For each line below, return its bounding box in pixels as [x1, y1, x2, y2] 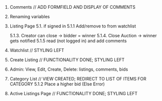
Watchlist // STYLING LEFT [9, 48, 65, 53]
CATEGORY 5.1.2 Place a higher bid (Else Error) [9, 81, 105, 87]
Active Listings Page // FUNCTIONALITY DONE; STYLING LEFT [9, 91, 137, 96]
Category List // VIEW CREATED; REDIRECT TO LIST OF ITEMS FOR [9, 76, 146, 81]
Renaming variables [9, 14, 50, 19]
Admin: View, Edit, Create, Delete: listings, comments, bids [9, 66, 129, 72]
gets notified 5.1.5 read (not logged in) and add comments [9, 38, 127, 44]
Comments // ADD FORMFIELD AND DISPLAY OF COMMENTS [9, 4, 136, 10]
